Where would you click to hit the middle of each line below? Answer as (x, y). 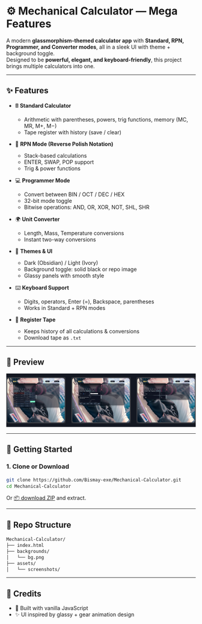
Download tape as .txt (52, 338)
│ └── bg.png (25, 558)
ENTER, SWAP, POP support (59, 162)
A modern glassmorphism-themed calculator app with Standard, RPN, (95, 40)
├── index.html (25, 546)
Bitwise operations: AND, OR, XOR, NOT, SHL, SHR (87, 207)
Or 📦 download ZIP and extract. (46, 498)
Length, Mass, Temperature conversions (74, 233)
